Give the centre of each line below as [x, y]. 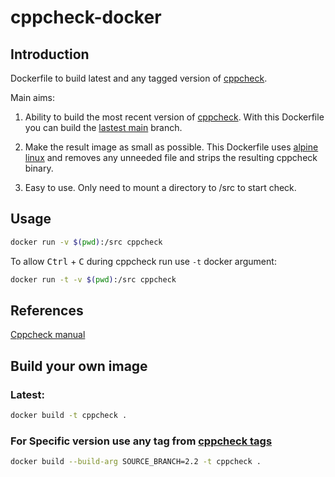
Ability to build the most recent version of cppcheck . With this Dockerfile [174, 117]
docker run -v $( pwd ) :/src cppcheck [86, 242]
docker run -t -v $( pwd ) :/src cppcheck [93, 279]
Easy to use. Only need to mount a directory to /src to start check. [160, 187]
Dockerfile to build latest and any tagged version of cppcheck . [139, 78]
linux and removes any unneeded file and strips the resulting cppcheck [171, 157]
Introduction [50, 54]
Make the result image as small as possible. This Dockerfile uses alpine [171, 147]
